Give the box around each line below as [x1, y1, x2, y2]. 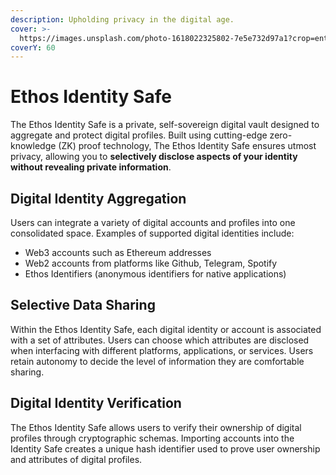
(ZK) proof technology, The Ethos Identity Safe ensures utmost [58, 140, 317, 152]
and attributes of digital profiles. [10, 453, 143, 465]
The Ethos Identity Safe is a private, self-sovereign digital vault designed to [10, 119, 320, 131]
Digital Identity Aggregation [10, 190, 187, 207]
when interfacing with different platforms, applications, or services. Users [10, 344, 314, 356]
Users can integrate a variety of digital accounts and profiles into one [10, 217, 296, 228]
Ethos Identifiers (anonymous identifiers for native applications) [24, 268, 287, 280]
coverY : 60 [10, 42, 56, 53]
